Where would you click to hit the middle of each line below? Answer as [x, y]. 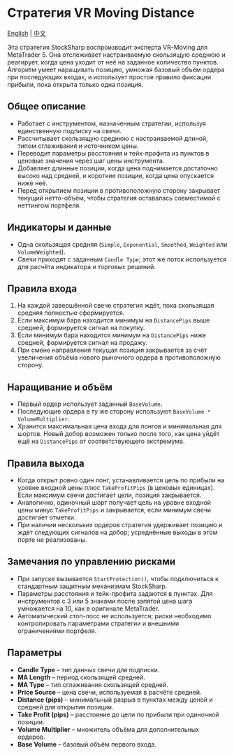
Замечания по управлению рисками [92, 562]
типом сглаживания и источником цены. [78, 146]
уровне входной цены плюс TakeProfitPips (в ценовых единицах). [116, 488]
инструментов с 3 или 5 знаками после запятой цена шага [105, 601]
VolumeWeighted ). [42, 252]
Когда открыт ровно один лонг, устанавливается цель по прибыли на [121, 480]
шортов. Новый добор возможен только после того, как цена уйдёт [118, 434]
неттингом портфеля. [49, 205]
